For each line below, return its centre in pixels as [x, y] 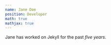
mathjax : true [20, 23]
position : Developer [26, 14]
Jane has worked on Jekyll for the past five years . [56, 37]
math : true [16, 19]
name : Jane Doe [21, 10]
